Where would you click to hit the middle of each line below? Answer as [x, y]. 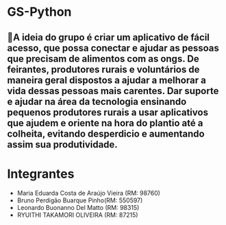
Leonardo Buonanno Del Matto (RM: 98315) [78, 207]
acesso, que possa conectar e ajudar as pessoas [113, 48]
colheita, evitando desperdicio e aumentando [106, 133]
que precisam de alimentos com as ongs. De [103, 59]
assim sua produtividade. [62, 144]
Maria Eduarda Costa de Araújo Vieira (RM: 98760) [89, 193]
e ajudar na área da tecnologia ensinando [97, 101]
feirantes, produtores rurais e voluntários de [103, 69]
